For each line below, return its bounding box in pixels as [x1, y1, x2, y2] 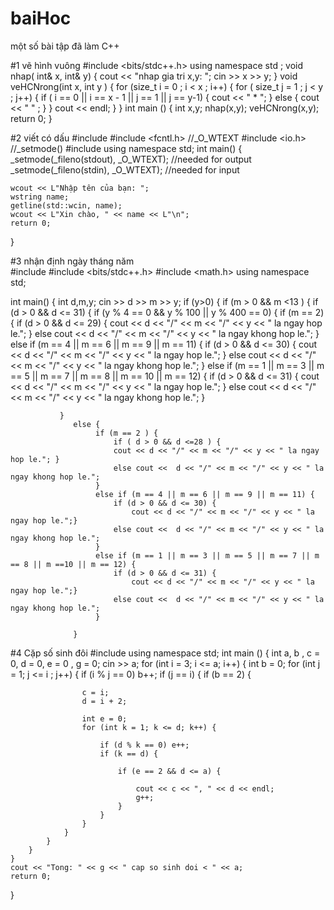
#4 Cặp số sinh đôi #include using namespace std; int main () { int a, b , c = [10, 647, 321, 659]
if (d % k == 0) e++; [99, 740, 190, 750]
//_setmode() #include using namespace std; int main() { [10, 142, 243, 154]
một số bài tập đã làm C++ [10, 40, 120, 52]
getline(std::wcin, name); [10, 200, 123, 211]
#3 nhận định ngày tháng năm [10, 255, 135, 267]
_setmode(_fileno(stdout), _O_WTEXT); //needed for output [10, 153, 252, 165]
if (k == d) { [99, 748, 159, 759]
